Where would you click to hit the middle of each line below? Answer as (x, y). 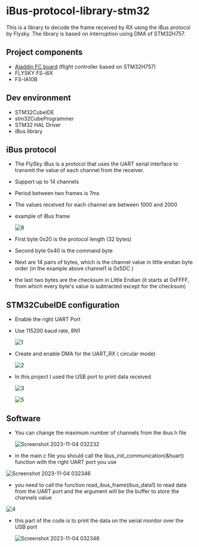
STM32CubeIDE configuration (63, 305)
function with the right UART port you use (65, 462)
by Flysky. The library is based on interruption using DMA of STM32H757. (96, 33)
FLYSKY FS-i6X (34, 73)
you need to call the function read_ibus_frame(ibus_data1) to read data (100, 485)
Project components (44, 53)
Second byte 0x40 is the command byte (64, 251)
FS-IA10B (26, 79)
